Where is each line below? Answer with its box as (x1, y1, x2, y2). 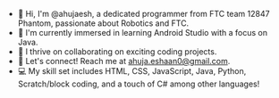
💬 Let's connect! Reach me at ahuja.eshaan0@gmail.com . (17, 56, 231, 66)
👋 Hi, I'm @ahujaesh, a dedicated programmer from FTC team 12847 (17, 9, 270, 19)
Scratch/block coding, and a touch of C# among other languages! (17, 78, 260, 89)
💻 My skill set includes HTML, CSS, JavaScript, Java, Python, (17, 66, 247, 76)
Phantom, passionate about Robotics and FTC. (17, 18, 190, 29)
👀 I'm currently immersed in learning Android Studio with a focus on (17, 28, 268, 37)
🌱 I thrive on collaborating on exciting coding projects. (17, 46, 217, 57)
